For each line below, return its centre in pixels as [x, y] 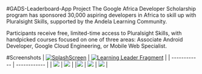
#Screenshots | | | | [88, 57]
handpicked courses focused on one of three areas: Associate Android [95, 39]
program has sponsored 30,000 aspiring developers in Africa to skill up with [101, 15]
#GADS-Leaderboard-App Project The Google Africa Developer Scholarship [101, 9]
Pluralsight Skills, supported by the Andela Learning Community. [87, 21]
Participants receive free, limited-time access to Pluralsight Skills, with [94, 33]
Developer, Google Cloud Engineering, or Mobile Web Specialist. [87, 46]
